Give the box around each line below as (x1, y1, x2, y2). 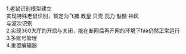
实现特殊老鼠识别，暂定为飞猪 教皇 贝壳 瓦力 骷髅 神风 (6, 12, 139, 19)
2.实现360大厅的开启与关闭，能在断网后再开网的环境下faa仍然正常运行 (6, 27, 180, 34)
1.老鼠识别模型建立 (6, 5, 52, 12)
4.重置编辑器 (6, 42, 38, 49)
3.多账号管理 (6, 35, 38, 41)
